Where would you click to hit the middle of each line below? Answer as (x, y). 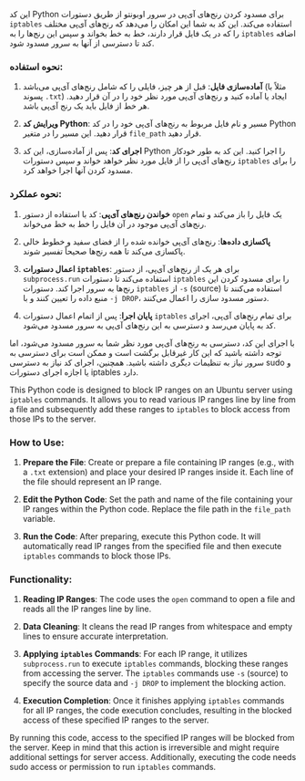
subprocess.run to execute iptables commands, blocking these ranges (155, 664)
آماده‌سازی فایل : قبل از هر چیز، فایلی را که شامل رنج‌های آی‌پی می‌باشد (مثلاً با (154, 87)
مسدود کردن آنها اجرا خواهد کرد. (78, 171)
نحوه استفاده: (36, 67)
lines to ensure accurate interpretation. (95, 636)
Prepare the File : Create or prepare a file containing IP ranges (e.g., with (158, 462)
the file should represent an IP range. (92, 481)
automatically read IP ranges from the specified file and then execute (152, 546)
